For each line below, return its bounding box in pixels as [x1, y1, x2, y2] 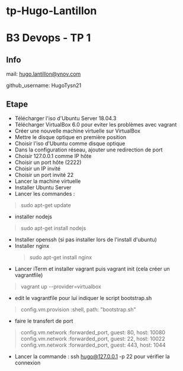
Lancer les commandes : [14, 191, 75, 197]
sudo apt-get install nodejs [20, 225, 86, 231]
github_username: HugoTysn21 [6, 82, 82, 89]
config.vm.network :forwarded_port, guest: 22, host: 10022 [20, 335, 165, 342]
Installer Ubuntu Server [14, 184, 72, 191]
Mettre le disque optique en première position [14, 134, 127, 140]
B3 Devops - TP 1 [6, 31, 91, 45]
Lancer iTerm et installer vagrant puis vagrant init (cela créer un [14, 265, 170, 272]
